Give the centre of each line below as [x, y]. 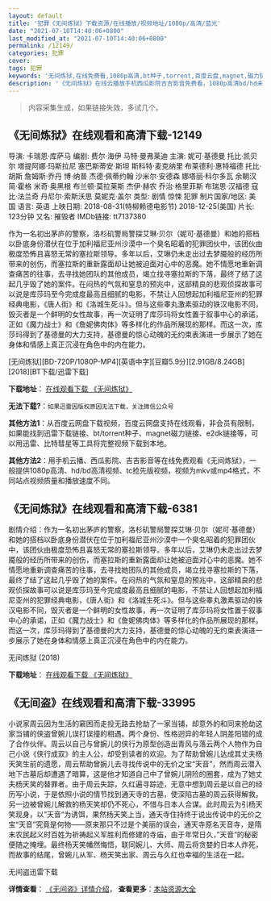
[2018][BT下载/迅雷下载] [48, 372]
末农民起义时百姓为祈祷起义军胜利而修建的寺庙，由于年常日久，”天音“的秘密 [133, 834]
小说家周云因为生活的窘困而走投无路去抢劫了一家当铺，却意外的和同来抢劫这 [135, 724]
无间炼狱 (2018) [34, 657]
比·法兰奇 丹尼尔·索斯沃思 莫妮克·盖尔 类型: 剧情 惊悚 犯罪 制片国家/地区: [128, 196]
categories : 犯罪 [36, 53]
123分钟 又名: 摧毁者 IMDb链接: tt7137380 [77, 217]
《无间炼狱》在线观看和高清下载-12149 [105, 135]
